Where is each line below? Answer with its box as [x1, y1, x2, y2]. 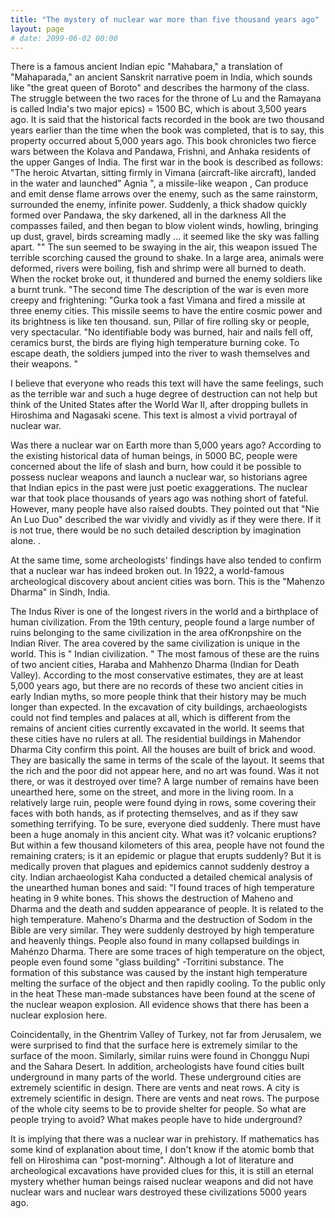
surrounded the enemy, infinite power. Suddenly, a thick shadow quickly [10, 199, 308, 211]
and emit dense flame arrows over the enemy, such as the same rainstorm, [10, 188, 318, 200]
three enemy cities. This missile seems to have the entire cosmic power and [10, 305, 323, 317]
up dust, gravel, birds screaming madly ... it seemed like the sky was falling [10, 231, 320, 243]
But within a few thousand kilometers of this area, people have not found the [10, 839, 325, 851]
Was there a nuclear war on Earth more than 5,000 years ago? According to [10, 439, 322, 451]
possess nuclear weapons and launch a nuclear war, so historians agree [10, 471, 308, 483]
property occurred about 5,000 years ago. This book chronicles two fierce [10, 135, 317, 147]
